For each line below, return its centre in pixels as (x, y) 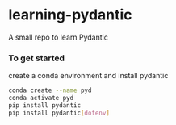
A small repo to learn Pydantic (59, 37)
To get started (37, 58)
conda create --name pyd (50, 90)
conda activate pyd (41, 98)
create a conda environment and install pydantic (88, 76)
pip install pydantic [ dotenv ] (59, 113)
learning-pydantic (70, 15)
